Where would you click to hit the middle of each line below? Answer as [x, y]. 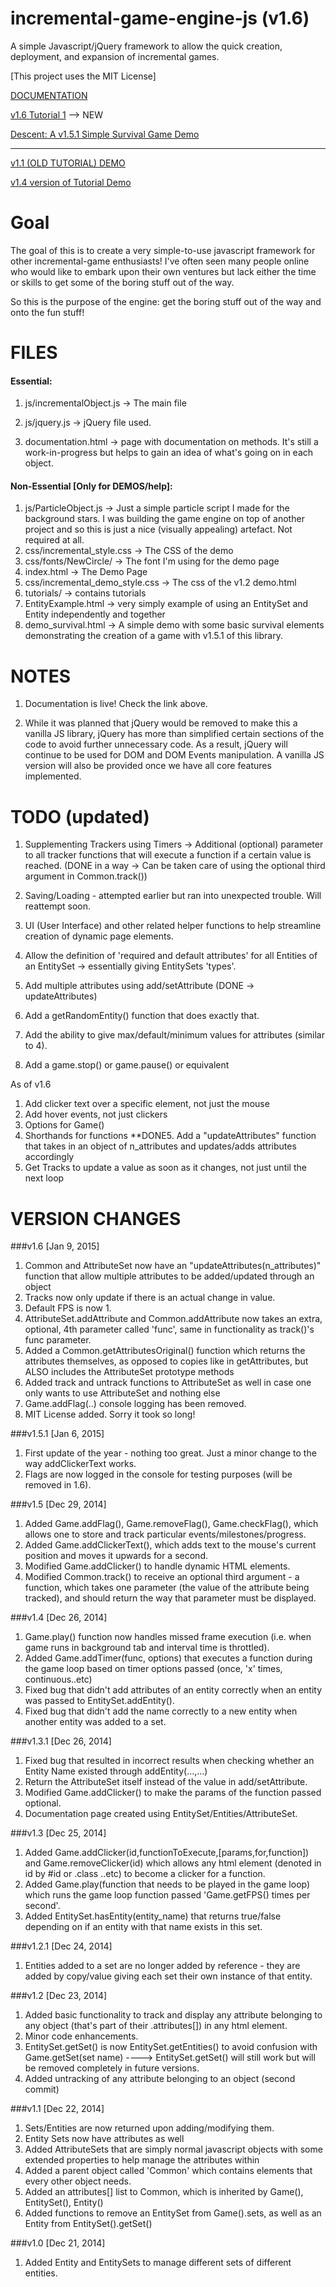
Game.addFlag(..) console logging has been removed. [135, 1404]
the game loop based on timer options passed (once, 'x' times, [153, 1669]
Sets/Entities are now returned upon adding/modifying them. [149, 2128]
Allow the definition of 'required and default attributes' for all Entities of [171, 956]
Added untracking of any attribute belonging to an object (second [160, 2079]
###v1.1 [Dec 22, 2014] [57, 2109]
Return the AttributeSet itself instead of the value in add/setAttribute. [166, 1782]
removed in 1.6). [58, 1485]
